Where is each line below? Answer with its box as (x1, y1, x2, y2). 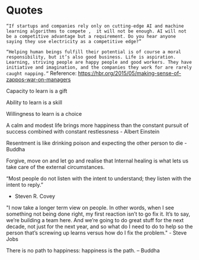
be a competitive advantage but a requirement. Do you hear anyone (6, 33, 176, 39)
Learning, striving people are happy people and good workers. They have (6, 59, 192, 65)
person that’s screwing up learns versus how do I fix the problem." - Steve (6, 229, 187, 236)
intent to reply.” (6, 181, 43, 188)
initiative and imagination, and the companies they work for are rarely (6, 64, 192, 70)
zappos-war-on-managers (6, 76, 71, 83)
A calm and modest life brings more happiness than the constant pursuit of (6, 122, 189, 129)
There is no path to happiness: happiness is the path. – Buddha (6, 246, 160, 254)
